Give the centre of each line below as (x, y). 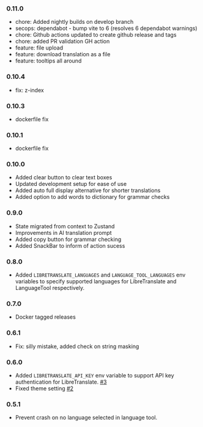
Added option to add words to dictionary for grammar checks (92, 197)
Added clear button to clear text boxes (64, 177)
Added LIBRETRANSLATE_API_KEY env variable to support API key (94, 375)
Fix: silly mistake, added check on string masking (77, 346)
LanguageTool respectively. (50, 288)
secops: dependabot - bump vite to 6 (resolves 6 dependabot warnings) (106, 28)
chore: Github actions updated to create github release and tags (96, 35)
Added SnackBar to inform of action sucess (70, 245)
